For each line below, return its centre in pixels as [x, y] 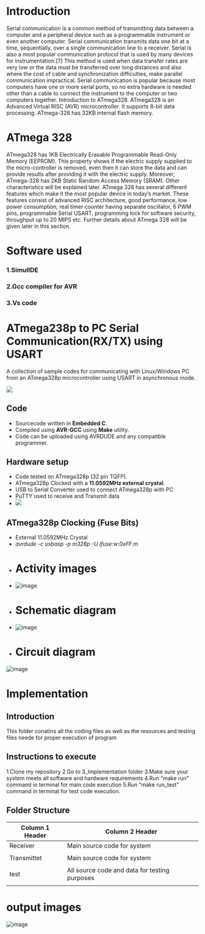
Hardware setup [38, 461]
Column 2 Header [131, 831]
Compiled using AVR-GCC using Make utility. [72, 429]
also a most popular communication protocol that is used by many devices [100, 54]
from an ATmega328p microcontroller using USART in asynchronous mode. [101, 377]
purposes [81, 878]
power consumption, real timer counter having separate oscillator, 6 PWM [99, 206]
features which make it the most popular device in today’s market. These [98, 194]
